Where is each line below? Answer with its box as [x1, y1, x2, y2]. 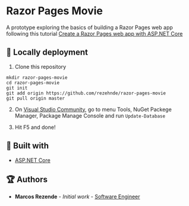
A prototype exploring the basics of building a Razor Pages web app [6, 24, 174, 31]
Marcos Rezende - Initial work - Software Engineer [14, 193, 141, 200]
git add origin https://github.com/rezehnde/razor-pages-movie [6, 90, 166, 96]
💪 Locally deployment [6, 47, 88, 58]
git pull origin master [6, 95, 65, 102]
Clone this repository [14, 63, 67, 70]
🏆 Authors [6, 174, 48, 185]
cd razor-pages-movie [6, 80, 60, 85]
